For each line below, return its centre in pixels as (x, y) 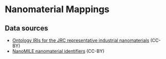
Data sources (26, 28)
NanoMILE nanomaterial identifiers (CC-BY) (58, 51)
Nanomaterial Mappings (57, 9)
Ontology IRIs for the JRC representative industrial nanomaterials (81, 40)
